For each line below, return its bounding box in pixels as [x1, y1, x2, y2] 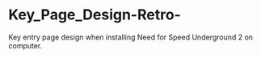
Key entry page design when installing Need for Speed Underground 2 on [8, 32, 253, 42]
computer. [8, 40, 43, 50]
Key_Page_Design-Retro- [8, 6, 182, 24]
